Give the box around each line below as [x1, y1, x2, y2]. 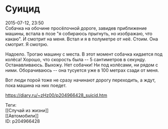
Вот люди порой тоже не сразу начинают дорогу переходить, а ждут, [5, 77, 156, 83]
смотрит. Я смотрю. [5, 41, 49, 47]
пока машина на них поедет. [5, 82, 67, 89]
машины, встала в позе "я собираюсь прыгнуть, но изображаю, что [5, 30, 153, 36]
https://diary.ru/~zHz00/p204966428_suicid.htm [5, 92, 107, 98]
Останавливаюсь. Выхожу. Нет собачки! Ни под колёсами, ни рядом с [5, 62, 158, 68]
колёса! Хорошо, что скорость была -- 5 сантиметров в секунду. [5, 56, 146, 62]
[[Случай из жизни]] [5, 107, 49, 113]
